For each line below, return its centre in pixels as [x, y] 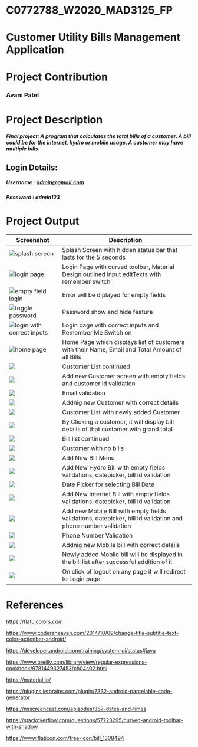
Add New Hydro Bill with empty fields [114, 467]
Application [35, 50]
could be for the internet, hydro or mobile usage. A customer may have [95, 143]
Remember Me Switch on [97, 332]
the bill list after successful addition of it [117, 562]
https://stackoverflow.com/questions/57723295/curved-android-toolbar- [95, 720]
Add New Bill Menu [88, 458]
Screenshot [33, 240]
